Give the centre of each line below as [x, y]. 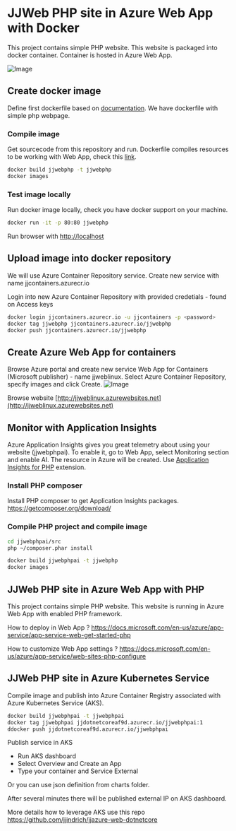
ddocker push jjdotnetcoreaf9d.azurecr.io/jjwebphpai [88, 729]
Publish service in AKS [40, 743]
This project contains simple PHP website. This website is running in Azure [116, 606]
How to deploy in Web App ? [49, 627]
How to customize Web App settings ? [63, 649]
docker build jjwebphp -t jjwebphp [60, 170]
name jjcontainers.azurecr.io [49, 283]
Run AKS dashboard [46, 756]
